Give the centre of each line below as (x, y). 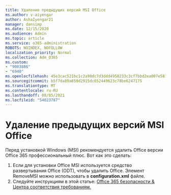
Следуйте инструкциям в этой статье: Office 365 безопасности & (84, 182)
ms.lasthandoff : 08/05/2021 (35, 95)
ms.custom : (17, 62)
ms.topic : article (25, 39)
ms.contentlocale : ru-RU (32, 90)
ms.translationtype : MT (31, 86)
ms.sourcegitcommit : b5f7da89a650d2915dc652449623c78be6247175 (74, 81)
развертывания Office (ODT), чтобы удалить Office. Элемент (78, 171)
